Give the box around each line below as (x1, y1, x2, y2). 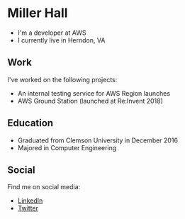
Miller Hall (7, 5, 68, 21)
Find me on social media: (7, 183, 81, 191)
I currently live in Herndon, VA (17, 35, 106, 44)
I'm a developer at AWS (17, 28, 86, 37)
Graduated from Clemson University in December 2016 (17, 136, 179, 145)
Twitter (17, 204, 39, 213)
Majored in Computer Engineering (17, 143, 117, 152)
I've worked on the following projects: (7, 75, 118, 84)
